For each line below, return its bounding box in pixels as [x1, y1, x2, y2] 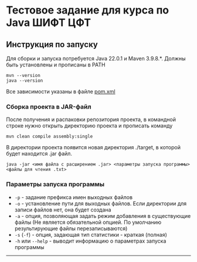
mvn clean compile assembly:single [6, 133, 93, 140]
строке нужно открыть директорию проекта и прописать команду [6, 122, 173, 129]
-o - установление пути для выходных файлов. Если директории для [14, 200, 187, 207]
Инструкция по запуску [6, 39, 98, 49]
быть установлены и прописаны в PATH [6, 61, 106, 68]
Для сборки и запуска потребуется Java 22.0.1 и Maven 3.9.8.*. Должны [6, 55, 186, 62]
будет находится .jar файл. [6, 150, 72, 157]
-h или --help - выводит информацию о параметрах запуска [14, 237, 167, 244]
